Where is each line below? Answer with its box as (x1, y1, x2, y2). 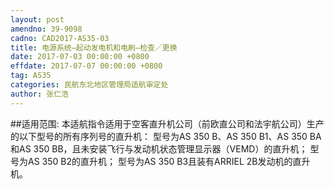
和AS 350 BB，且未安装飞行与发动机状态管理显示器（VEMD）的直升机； (10, 142, 308, 155)
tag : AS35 (10, 71, 52, 81)
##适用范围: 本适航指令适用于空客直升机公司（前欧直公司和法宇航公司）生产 (10, 117, 325, 130)
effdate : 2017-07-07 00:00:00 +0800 (10, 61, 163, 71)
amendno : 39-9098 (10, 24, 83, 34)
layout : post (10, 14, 65, 25)
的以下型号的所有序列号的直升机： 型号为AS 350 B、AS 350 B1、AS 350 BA (10, 130, 322, 142)
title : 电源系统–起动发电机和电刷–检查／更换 (10, 42, 178, 53)
